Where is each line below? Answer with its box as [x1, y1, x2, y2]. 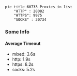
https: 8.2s [12, 61, 34, 67]
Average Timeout [5, 40, 41, 46]
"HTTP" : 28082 [14, 9, 45, 14]
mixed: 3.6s [12, 51, 35, 57]
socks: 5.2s [12, 67, 35, 73]
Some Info [5, 28, 30, 35]
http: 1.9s [12, 56, 31, 62]
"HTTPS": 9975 [14, 13, 42, 18]
